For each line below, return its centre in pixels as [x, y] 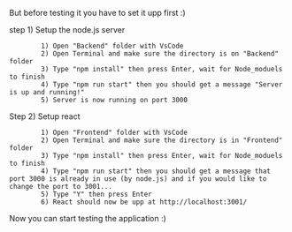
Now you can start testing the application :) [88, 218]
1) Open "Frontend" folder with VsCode [115, 132]
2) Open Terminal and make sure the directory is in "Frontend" [162, 140]
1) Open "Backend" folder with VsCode [112, 46]
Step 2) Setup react [45, 116]
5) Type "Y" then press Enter [96, 194]
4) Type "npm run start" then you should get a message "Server [162, 85]
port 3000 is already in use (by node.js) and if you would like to [138, 179]
